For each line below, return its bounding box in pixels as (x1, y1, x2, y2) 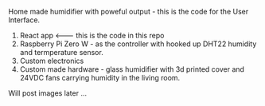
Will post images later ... (8, 88, 88, 98)
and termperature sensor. (19, 48, 103, 57)
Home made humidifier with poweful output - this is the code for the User (8, 7, 249, 16)
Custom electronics (19, 56, 84, 65)
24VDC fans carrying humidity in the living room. (19, 73, 181, 82)
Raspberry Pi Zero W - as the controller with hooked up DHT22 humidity (19, 39, 257, 49)
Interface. (8, 15, 41, 25)
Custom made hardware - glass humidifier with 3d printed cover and (19, 65, 245, 74)
